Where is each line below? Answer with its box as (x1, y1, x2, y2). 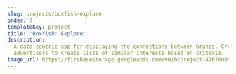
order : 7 (7, 17, 33, 24)
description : (7, 37, 46, 44)
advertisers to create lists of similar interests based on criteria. (13, 50, 225, 57)
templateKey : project (7, 23, 71, 30)
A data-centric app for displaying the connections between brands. (13, 43, 218, 50)
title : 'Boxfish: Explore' (7, 30, 86, 37)
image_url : (7, 56, 39, 63)
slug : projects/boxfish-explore (7, 10, 102, 18)
